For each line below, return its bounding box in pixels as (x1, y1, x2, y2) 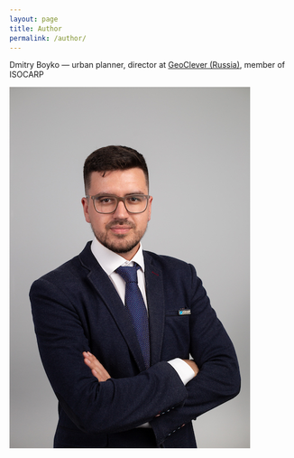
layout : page (9, 14, 59, 23)
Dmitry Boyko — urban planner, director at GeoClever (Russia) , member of (9, 60, 286, 70)
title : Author (9, 23, 63, 33)
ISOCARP (9, 69, 45, 80)
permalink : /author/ (9, 33, 87, 42)
